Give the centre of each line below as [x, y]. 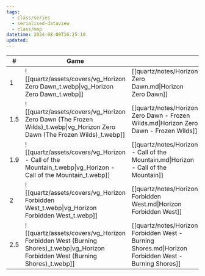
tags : [13, 12]
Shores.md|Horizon [160, 248]
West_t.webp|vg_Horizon [61, 208]
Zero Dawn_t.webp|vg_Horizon [70, 86]
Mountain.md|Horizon [163, 160]
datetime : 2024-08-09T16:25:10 [46, 35]
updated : [17, 40]
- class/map [27, 29]
